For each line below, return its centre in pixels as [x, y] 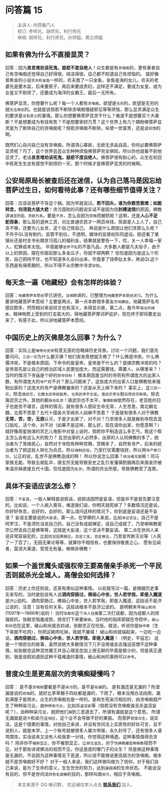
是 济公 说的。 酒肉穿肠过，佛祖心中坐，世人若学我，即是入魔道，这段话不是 [81, 600]
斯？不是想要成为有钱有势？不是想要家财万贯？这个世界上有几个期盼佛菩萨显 [83, 122]
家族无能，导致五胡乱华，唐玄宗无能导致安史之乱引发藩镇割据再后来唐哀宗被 [83, 462]
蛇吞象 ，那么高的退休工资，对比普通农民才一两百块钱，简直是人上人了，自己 [83, 222]
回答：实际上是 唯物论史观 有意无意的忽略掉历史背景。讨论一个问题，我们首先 [82, 350]
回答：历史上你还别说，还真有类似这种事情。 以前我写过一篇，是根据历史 [80, 588]
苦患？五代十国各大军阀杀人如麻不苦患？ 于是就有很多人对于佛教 [93, 413]
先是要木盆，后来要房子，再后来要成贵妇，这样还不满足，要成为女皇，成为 [85, 86]
